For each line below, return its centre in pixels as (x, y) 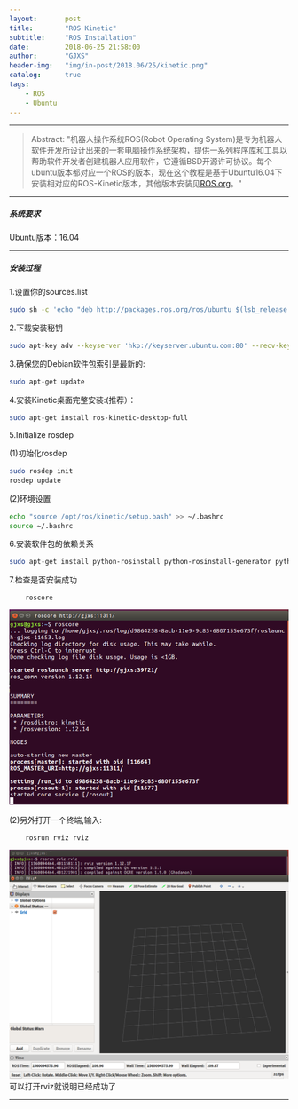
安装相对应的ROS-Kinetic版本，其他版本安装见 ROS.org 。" (136, 183)
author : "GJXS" (49, 56)
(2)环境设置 (30, 498)
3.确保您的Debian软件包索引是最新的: (77, 364)
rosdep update (35, 480)
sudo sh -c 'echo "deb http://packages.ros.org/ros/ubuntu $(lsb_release (149, 310)
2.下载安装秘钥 (36, 328)
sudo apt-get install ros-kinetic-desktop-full (99, 418)
